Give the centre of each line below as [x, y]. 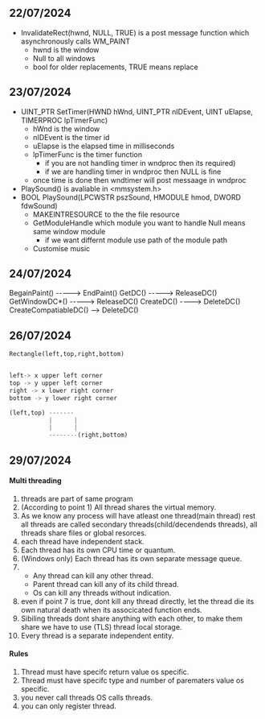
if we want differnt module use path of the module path [136, 240]
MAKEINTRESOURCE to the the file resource [106, 214]
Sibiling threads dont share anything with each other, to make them [132, 618]
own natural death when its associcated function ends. [112, 609]
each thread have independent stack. [82, 541]
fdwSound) [39, 205]
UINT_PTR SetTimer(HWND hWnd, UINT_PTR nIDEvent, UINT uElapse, [137, 111]
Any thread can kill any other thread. [93, 576]
